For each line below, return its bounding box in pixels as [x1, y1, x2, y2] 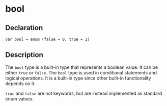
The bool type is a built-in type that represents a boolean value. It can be [5, 64, 158, 70]
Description [5, 50, 43, 59]
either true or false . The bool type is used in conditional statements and [5, 69, 157, 75]
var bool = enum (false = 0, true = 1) [5, 37, 90, 42]
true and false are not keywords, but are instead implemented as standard [5, 90, 162, 96]
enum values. [5, 95, 34, 102]
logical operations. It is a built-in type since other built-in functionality [5, 75, 151, 81]
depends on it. [5, 80, 36, 87]
